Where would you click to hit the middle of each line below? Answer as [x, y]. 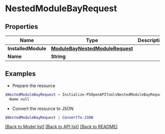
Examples [20, 74]
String [58, 56]
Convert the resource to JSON [43, 109]
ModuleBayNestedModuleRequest [92, 48]
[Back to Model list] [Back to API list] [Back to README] [61, 127]
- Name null [18, 99]
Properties [22, 27]
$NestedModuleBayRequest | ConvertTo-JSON [49, 117]
